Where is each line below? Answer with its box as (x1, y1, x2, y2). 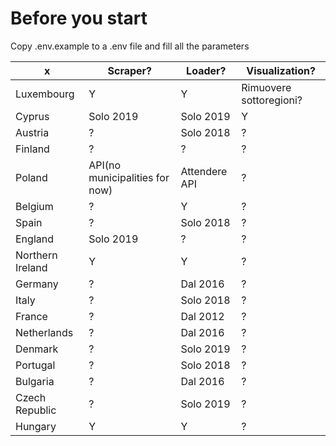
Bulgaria (15, 374, 55, 388)
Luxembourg (15, 87, 75, 101)
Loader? (186, 63, 227, 77)
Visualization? (246, 63, 316, 77)
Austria (15, 125, 50, 139)
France (15, 309, 48, 323)
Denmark (15, 342, 59, 356)
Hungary (15, 419, 57, 433)
